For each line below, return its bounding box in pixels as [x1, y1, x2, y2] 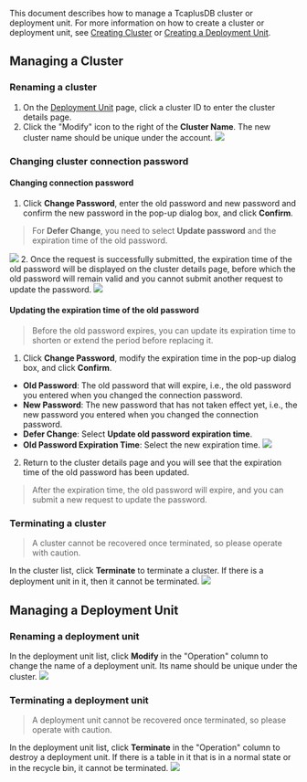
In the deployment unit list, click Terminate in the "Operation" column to [9, 742, 281, 753]
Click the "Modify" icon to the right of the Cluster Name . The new [22, 121, 271, 132]
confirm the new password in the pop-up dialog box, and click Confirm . [22, 207, 294, 218]
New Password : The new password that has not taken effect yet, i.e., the [22, 399, 298, 410]
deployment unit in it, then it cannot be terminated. [9, 576, 200, 587]
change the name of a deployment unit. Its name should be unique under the [9, 660, 298, 671]
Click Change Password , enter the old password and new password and [22, 197, 297, 208]
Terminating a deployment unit [9, 693, 149, 706]
